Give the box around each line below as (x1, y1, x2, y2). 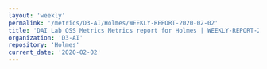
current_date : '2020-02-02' (8, 48, 102, 56)
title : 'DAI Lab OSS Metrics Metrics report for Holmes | (8, 26, 204, 34)
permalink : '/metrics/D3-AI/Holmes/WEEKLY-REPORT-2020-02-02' (8, 19, 219, 27)
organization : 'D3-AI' (8, 33, 83, 42)
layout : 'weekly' (8, 11, 66, 20)
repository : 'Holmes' (8, 41, 80, 49)
